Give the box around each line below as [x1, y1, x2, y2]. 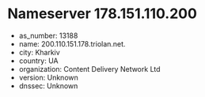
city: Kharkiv [18, 47, 60, 57]
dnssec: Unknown [18, 80, 78, 91]
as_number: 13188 [18, 31, 78, 40]
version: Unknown [18, 73, 78, 82]
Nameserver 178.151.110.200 [7, 5, 197, 23]
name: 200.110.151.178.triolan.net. [18, 39, 126, 48]
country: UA [18, 56, 59, 65]
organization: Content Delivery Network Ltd [18, 64, 161, 73]
